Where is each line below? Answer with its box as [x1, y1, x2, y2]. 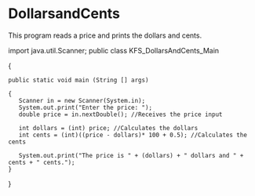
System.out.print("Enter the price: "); [18, 103, 153, 111]
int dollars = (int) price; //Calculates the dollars [18, 124, 199, 132]
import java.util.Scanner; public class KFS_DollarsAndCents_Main [8, 45, 220, 55]
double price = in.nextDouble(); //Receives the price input [18, 111, 223, 118]
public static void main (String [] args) [8, 76, 149, 84]
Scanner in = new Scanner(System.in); [18, 96, 146, 104]
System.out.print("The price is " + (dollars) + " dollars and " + [18, 151, 244, 159]
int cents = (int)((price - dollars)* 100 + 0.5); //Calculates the [18, 131, 247, 139]
